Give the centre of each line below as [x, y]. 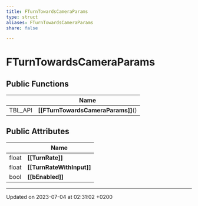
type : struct [22, 17]
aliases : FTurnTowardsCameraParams [50, 22]
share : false [22, 28]
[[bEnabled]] [45, 177]
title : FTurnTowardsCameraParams [47, 11]
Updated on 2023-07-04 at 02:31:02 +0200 [60, 197]
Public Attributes [38, 131]
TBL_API [21, 111]
